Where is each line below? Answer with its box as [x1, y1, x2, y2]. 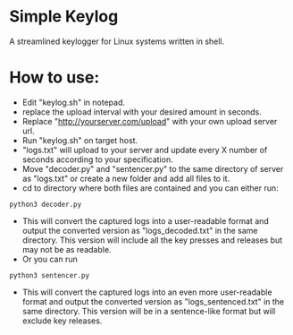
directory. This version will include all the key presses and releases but [21, 235, 283, 245]
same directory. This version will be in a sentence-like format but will [21, 305, 276, 316]
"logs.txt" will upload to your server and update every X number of [21, 144, 268, 155]
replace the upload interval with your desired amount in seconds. [21, 106, 262, 117]
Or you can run [21, 253, 78, 264]
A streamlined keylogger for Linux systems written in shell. [9, 36, 225, 47]
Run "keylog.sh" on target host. [21, 134, 138, 145]
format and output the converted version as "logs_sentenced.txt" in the [21, 296, 285, 306]
